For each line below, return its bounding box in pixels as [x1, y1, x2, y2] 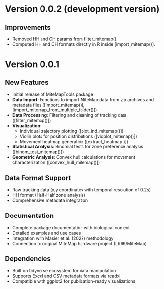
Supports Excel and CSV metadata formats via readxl [12, 273, 121, 279]
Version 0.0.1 [5, 59, 60, 70]
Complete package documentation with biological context [12, 224, 130, 230]
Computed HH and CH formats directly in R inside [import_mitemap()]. [12, 41, 155, 47]
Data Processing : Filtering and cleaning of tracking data [12, 112, 127, 118]
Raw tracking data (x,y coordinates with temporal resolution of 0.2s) [12, 186, 151, 193]
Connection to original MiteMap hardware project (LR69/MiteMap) [12, 240, 147, 246]
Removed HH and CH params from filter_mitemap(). [12, 36, 118, 42]
